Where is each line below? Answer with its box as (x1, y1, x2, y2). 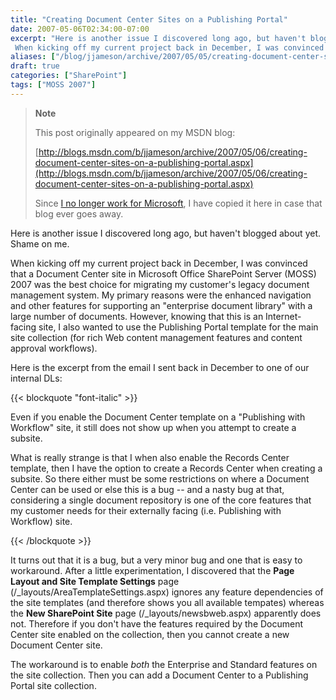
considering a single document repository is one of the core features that (10, 494, 312, 506)
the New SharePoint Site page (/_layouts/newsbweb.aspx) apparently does (10, 607, 322, 619)
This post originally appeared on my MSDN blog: (34, 126, 236, 138)
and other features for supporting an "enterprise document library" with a (10, 299, 313, 311)
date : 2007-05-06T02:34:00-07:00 (10, 24, 150, 34)
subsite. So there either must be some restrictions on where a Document (10, 472, 310, 485)
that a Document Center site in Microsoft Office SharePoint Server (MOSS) (10, 267, 317, 280)
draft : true (10, 61, 60, 71)
